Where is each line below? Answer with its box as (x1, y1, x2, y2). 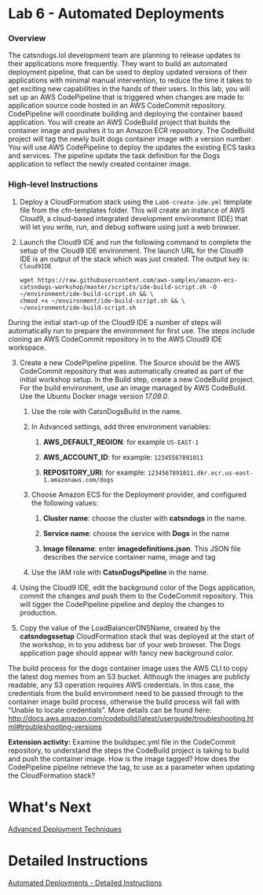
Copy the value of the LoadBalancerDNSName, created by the (19, 623, 221, 632)
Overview (8, 33, 46, 44)
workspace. (8, 342, 46, 352)
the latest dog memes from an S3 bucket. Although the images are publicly (8, 671, 250, 681)
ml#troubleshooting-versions (8, 722, 102, 731)
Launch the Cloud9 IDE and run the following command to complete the (19, 237, 251, 246)
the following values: (31, 497, 99, 508)
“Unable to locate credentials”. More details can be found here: (8, 705, 212, 715)
